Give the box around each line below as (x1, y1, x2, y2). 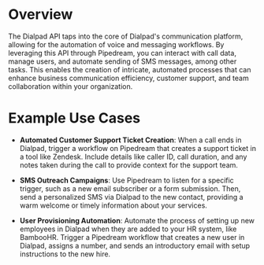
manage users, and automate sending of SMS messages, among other (8, 57, 237, 66)
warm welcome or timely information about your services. (19, 201, 207, 210)
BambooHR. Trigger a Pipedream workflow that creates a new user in (19, 232, 245, 241)
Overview (8, 6, 73, 24)
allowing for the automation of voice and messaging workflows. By (8, 39, 225, 49)
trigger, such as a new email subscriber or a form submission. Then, (19, 183, 241, 193)
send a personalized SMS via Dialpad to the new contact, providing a (19, 192, 244, 201)
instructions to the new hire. (19, 249, 111, 259)
